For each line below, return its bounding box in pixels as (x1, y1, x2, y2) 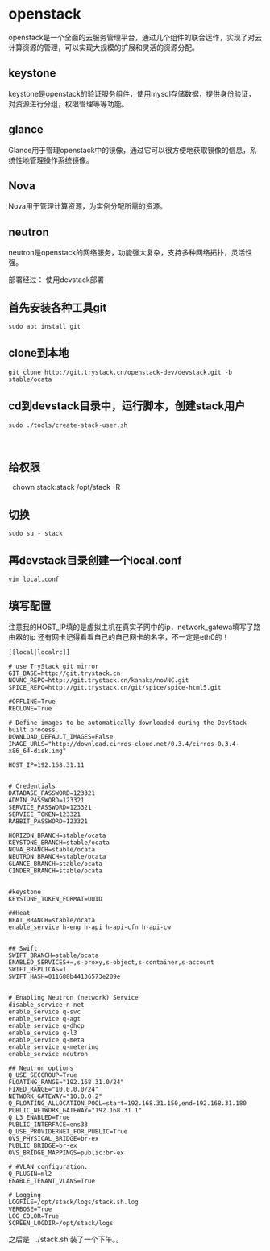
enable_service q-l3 (8, 1029, 78, 1037)
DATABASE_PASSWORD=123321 (8, 789, 95, 797)
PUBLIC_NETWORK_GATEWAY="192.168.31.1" (8, 1106, 143, 1114)
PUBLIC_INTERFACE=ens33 (8, 1121, 89, 1129)
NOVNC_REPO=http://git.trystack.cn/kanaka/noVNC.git (8, 676, 189, 685)
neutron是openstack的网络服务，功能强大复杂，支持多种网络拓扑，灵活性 (8, 247, 252, 258)
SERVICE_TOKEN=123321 (8, 810, 81, 818)
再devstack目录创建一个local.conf (8, 553, 182, 567)
